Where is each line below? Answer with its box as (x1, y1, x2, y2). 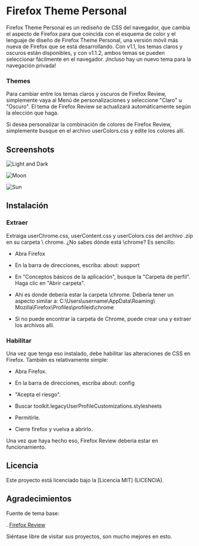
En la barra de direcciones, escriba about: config (14, 380, 135, 387)
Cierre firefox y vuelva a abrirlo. (14, 426, 93, 433)
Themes (6, 76, 31, 85)
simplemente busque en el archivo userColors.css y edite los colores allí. (6, 127, 185, 135)
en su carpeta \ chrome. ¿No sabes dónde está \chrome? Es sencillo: (6, 238, 176, 246)
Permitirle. (14, 414, 41, 421)
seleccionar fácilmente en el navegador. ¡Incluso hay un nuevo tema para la (6, 55, 191, 63)
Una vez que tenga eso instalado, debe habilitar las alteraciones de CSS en (6, 350, 191, 357)
